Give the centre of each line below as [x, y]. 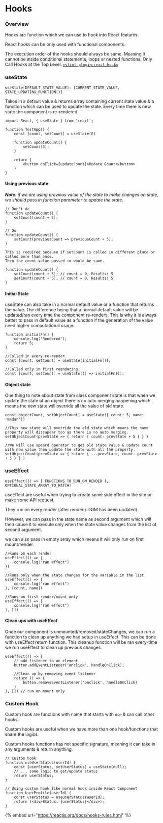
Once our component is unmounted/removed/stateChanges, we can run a [80, 631]
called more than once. [30, 256]
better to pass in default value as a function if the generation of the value [79, 320]
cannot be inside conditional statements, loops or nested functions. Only [79, 59]
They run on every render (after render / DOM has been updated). [72, 509]
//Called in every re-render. [36, 356]
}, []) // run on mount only [35, 691]
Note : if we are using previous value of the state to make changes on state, [82, 194]
